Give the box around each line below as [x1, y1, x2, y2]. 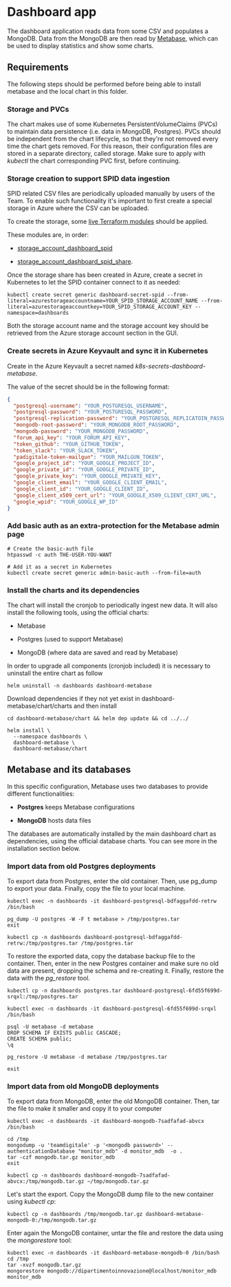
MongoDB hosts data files [16, 816, 91, 824]
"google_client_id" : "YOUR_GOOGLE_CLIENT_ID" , [13, 485, 149, 493]
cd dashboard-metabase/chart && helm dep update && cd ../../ [7, 714, 189, 722]
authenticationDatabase [7, 1148, 76, 1155]
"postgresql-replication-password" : [13, 415, 118, 422]
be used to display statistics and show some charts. [7, 41, 154, 50]
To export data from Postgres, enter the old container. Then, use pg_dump [7, 877, 218, 885]
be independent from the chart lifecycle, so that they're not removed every [7, 135, 219, 143]
